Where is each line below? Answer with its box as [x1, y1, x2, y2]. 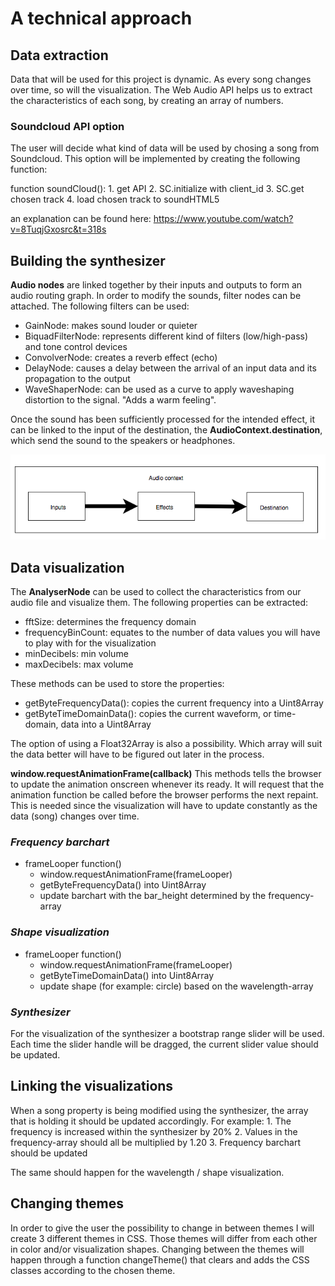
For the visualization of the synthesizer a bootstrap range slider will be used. [10, 1028, 325, 1040]
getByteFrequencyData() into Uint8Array [39, 879, 207, 891]
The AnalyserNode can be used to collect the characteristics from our [10, 586, 302, 598]
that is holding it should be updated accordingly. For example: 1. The [10, 1115, 292, 1127]
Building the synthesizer [10, 252, 166, 269]
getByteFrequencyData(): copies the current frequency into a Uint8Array [24, 697, 324, 709]
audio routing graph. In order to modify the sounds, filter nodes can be [10, 290, 302, 302]
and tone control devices [24, 341, 128, 353]
